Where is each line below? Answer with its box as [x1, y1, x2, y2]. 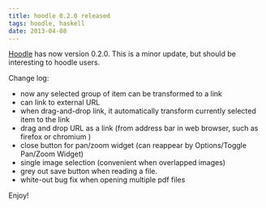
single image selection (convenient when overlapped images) [19, 158, 225, 168]
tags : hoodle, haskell [8, 19, 85, 28]
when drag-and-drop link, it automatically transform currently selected [19, 106, 257, 116]
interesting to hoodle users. [8, 57, 101, 67]
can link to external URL [19, 98, 101, 108]
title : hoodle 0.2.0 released [8, 11, 111, 20]
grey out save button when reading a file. [19, 167, 158, 176]
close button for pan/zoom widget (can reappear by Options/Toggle [19, 141, 247, 151]
